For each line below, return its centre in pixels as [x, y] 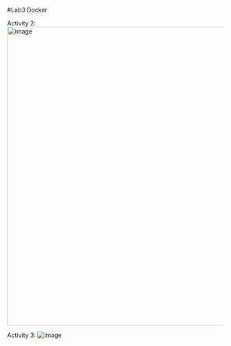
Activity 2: [22, 23]
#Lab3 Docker [27, 10]
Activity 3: [22, 335]
